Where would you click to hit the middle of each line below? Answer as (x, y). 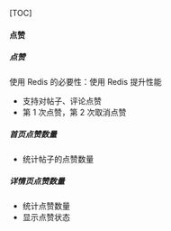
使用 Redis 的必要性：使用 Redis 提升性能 (85, 81)
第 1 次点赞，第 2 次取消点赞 (74, 112)
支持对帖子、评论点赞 (62, 101)
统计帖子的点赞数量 (58, 159)
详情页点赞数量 (37, 181)
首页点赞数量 (33, 134)
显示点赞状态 (46, 217)
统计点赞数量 (46, 206)
